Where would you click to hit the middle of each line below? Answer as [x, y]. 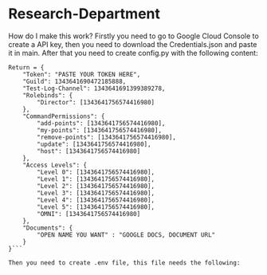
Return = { [26, 67]
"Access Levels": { [55, 165]
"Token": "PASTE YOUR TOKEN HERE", [82, 74]
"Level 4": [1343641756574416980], [96, 200]
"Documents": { [48, 228]
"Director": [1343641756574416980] [96, 102]
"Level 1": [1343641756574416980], [96, 179]
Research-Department [84, 14]
